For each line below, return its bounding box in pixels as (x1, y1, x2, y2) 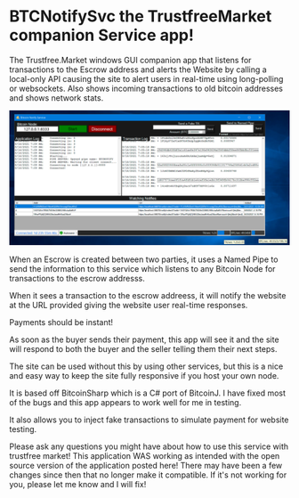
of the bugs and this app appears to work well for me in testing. (9, 397, 242, 408)
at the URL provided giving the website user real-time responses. (9, 300, 248, 311)
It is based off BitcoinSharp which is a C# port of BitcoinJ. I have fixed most (9, 388, 287, 398)
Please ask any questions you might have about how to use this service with (9, 441, 289, 452)
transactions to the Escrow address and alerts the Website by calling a (9, 64, 267, 75)
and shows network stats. (9, 92, 104, 103)
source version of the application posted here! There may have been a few (9, 461, 283, 471)
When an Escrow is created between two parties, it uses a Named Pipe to (9, 254, 279, 265)
